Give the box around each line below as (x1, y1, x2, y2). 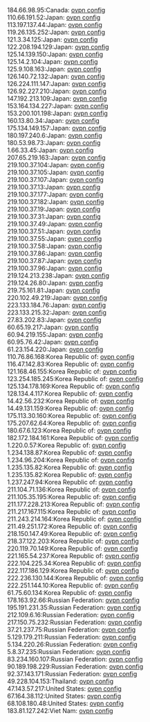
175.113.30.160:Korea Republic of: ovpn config (7, 412, 137, 419)
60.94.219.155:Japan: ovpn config (7, 330, 104, 339)
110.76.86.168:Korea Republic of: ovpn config (7, 353, 135, 360)
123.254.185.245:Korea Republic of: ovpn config (7, 375, 144, 383)
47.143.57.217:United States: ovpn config (7, 685, 122, 693)
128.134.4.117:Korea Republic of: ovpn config (7, 389, 133, 398)
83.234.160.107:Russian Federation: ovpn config (7, 655, 143, 663)
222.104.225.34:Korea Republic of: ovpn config (7, 559, 142, 567)
